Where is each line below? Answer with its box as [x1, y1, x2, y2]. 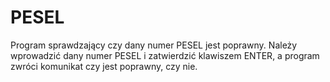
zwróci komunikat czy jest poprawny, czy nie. [10, 60, 198, 72]
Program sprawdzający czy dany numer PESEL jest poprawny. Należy [10, 39, 298, 51]
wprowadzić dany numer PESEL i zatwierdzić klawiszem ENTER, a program [10, 49, 320, 61]
